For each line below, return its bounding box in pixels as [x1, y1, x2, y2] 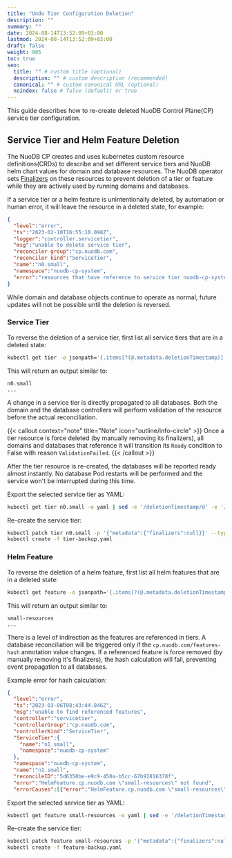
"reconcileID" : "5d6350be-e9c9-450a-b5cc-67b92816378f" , [13, 773, 177, 780]
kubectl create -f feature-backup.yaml [7, 844, 122, 851]
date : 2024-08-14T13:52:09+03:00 [7, 29, 104, 37]
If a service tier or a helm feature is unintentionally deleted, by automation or [7, 195, 224, 203]
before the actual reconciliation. [7, 413, 98, 421]
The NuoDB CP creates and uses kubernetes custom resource [7, 152, 184, 160]
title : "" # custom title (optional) [13, 68, 122, 75]
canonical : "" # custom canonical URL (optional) [13, 81, 159, 88]
